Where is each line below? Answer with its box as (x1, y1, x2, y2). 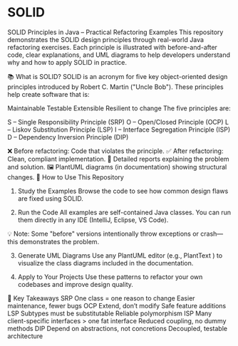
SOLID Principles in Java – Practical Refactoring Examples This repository (7, 28, 224, 36)
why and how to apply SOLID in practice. (7, 58, 127, 66)
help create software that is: (7, 90, 90, 98)
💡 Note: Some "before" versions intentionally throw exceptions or (7, 229, 200, 238)
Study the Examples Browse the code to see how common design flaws (17, 187, 229, 195)
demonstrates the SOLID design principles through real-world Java (7, 35, 205, 43)
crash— (200, 229, 224, 238)
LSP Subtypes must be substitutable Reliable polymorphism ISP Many (7, 309, 212, 318)
